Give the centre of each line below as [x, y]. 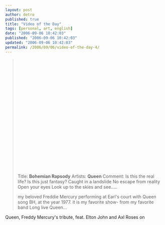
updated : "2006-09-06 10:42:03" [39, 43]
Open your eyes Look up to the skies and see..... [67, 187]
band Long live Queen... [42, 207]
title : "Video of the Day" [33, 24]
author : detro [20, 15]
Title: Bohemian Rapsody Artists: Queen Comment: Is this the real [86, 176]
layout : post [19, 10]
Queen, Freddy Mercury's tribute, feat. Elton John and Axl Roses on [75, 217]
